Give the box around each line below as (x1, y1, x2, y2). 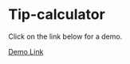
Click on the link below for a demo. (8, 32, 123, 41)
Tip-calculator (8, 6, 105, 24)
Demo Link (8, 47, 44, 56)
